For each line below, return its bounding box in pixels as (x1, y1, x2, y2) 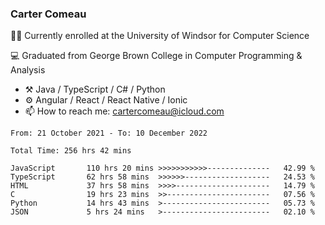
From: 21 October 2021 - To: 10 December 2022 (10, 128, 208, 139)
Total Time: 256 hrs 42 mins (10, 146, 132, 156)
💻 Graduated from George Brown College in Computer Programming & (10, 50, 303, 62)
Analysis (10, 64, 46, 76)
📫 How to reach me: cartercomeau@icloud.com (24, 105, 225, 117)
